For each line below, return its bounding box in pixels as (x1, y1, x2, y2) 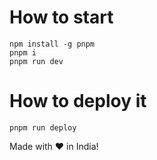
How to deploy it (9, 90, 147, 113)
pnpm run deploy (9, 122, 77, 133)
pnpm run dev (9, 56, 64, 66)
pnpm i (9, 47, 37, 58)
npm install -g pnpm (9, 39, 96, 49)
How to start (9, 6, 114, 29)
